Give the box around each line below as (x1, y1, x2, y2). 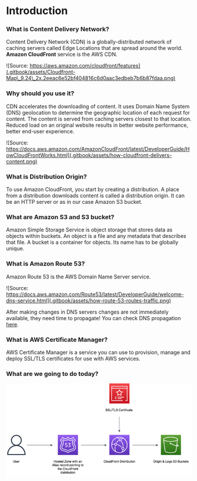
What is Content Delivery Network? (6, 25, 110, 33)
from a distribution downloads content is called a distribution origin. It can (6, 192, 185, 199)
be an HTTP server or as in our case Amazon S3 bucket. (6, 199, 143, 206)
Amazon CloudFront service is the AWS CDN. (6, 51, 118, 58)
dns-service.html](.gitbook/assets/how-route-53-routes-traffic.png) (6, 297, 172, 304)
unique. (6, 245, 25, 252)
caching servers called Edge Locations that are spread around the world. (6, 45, 183, 52)
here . (6, 321, 19, 328)
